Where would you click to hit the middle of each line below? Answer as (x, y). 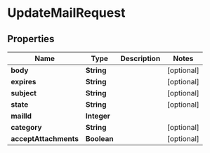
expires (24, 82)
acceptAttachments (45, 139)
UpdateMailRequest (66, 13)
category (26, 127)
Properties (31, 39)
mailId (21, 116)
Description (140, 59)
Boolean (99, 139)
